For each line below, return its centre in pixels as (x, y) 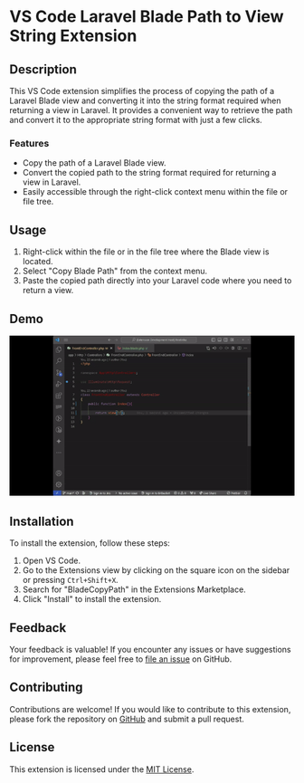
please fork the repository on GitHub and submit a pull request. (127, 719)
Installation (42, 521)
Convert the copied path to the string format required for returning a (149, 173)
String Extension (73, 36)
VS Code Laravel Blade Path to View (147, 17)
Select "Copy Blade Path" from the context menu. (115, 271)
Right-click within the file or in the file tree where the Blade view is (146, 252)
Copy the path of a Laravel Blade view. (94, 163)
